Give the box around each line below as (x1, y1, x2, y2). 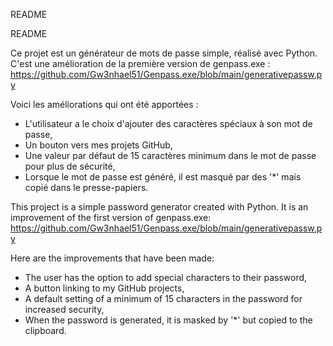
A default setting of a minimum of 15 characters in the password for (24, 293, 303, 304)
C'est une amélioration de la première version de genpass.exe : (10, 58, 271, 69)
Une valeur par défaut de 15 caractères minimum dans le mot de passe (24, 150, 317, 161)
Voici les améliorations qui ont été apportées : (10, 99, 199, 110)
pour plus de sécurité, (24, 160, 116, 172)
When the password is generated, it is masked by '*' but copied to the (24, 314, 313, 326)
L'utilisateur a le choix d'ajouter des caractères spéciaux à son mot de (24, 118, 313, 129)
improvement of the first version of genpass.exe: (10, 212, 212, 223)
